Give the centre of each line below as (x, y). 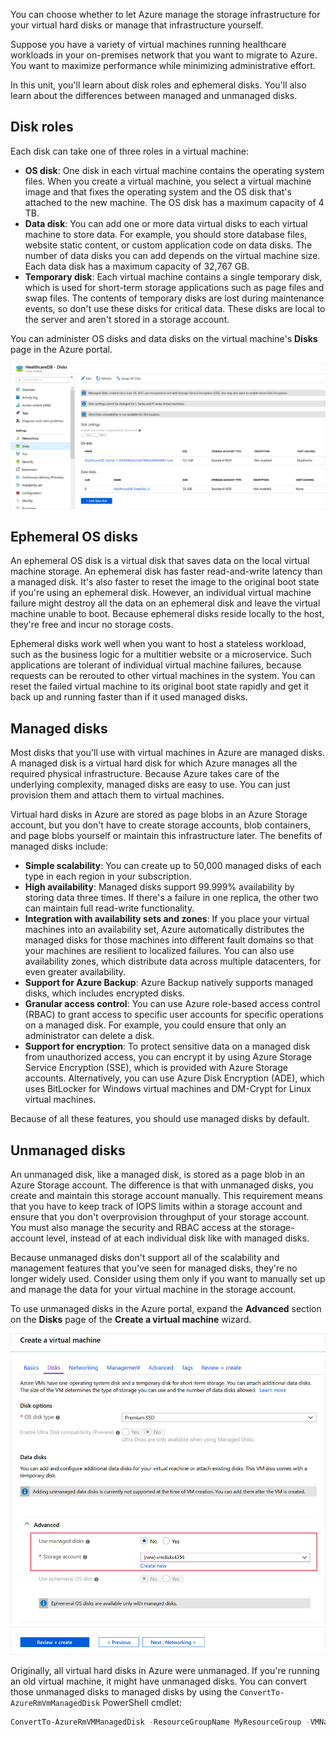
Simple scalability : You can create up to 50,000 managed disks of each (173, 866)
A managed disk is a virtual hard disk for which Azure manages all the (154, 763)
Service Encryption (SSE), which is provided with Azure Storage (156, 1068)
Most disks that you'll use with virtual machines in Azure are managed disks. (167, 753)
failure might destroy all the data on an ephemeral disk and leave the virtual (165, 603)
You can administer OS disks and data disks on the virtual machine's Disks (164, 338)
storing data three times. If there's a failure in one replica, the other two (171, 898)
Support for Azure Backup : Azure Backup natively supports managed (169, 983)
